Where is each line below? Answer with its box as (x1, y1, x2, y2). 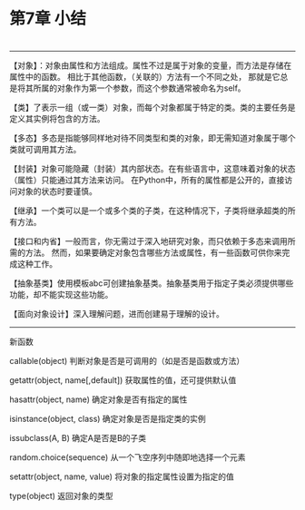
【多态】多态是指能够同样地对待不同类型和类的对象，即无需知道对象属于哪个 (9, 132, 296, 143)
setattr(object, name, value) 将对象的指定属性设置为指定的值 (9, 471, 234, 482)
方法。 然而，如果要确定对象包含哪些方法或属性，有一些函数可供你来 (25, 247, 282, 259)
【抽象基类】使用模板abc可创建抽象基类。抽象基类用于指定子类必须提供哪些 (9, 278, 294, 289)
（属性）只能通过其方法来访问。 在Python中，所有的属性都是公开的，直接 (9, 174, 285, 186)
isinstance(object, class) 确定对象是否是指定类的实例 (9, 414, 206, 425)
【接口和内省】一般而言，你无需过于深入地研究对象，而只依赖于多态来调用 (9, 236, 288, 247)
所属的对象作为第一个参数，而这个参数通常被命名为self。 (33, 83, 247, 93)
